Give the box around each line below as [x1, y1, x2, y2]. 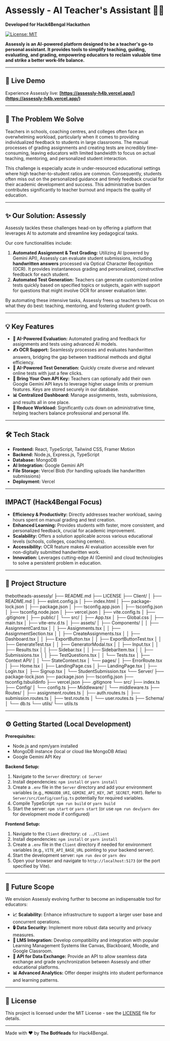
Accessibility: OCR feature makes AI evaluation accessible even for [12, 543, 154, 549]
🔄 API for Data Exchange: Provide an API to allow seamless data [12, 953, 147, 959]
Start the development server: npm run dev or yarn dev [12, 852, 126, 859]
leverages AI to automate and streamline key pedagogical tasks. [5, 230, 139, 236]
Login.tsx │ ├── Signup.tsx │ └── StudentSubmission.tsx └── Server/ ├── [5, 668, 164, 674]
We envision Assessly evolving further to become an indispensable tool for [5, 896, 161, 902]
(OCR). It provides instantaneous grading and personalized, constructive [12, 266, 164, 272]
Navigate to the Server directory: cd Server [12, 773, 103, 779]
